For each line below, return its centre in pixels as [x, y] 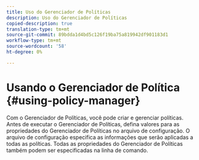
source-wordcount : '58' [37, 47]
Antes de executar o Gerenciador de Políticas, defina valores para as [93, 124]
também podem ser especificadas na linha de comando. [77, 150]
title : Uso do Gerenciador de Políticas [59, 12]
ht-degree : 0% [24, 52]
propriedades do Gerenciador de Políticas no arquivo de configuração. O [98, 131]
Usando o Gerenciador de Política [93, 87]
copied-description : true [39, 23]
